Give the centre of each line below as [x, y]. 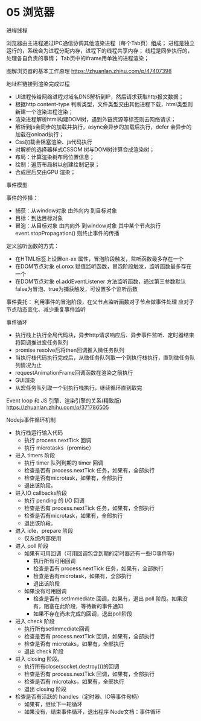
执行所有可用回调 [54, 561]
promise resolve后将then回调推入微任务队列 [70, 350]
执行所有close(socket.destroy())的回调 [72, 666]
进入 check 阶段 [35, 621]
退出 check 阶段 [44, 651]
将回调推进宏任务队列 [41, 342]
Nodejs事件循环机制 [31, 419]
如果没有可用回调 [45, 591]
